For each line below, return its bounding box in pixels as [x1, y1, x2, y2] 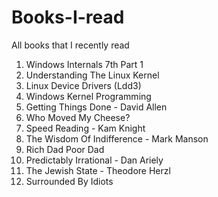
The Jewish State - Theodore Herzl [25, 164, 171, 176]
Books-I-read [11, 6, 125, 29]
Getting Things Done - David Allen [25, 101, 168, 113]
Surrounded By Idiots [25, 175, 114, 187]
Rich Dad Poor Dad [25, 143, 105, 155]
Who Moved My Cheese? [25, 111, 131, 123]
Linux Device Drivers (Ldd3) [25, 79, 142, 91]
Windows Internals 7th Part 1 [25, 58, 144, 70]
